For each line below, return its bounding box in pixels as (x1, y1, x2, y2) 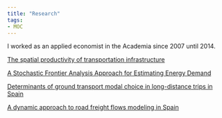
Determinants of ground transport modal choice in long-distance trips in (7, 83, 213, 91)
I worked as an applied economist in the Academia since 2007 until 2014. (7, 42, 216, 51)
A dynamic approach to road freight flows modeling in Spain (7, 103, 179, 112)
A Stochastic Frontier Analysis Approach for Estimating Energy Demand (7, 69, 212, 77)
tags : (7, 17, 23, 24)
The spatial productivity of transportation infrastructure (7, 56, 165, 64)
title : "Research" (7, 10, 60, 17)
